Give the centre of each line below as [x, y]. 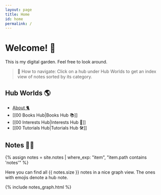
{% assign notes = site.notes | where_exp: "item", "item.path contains [76, 157]
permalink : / [19, 24]
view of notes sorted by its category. [55, 77]
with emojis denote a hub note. [37, 177]
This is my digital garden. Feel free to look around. [56, 62]
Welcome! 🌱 [30, 48]
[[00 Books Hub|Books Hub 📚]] [45, 115]
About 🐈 [21, 108]
